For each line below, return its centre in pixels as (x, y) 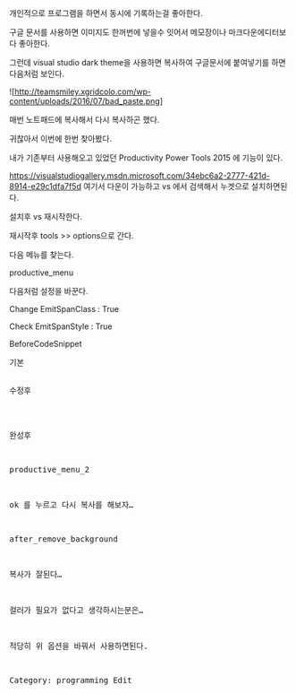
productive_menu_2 (50, 469)
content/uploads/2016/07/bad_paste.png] (86, 101)
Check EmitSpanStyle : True (61, 326)
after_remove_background (63, 539)
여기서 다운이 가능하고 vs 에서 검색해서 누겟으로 (166, 186)
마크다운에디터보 (258, 32)
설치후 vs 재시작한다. (46, 217)
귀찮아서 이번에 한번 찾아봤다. (61, 139)
